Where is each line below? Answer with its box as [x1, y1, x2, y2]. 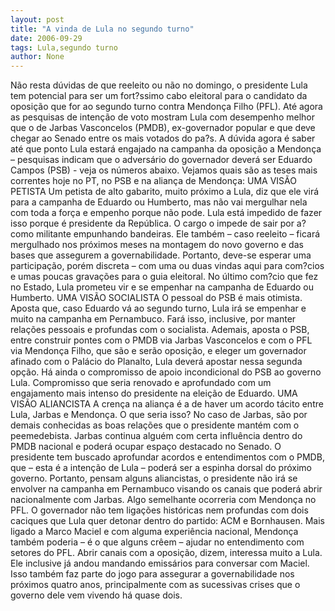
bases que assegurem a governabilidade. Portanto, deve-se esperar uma [10, 249, 312, 261]
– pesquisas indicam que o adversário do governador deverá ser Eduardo [10, 154, 313, 166]
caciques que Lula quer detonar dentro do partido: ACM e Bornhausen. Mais [10, 515, 325, 527]
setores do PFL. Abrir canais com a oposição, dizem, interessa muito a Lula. [10, 547, 323, 559]
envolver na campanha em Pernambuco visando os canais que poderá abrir [10, 483, 323, 495]
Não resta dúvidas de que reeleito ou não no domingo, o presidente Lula [10, 79, 308, 91]
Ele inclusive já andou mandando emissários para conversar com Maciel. [10, 557, 310, 570]
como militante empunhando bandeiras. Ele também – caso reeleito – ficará [10, 228, 321, 240]
